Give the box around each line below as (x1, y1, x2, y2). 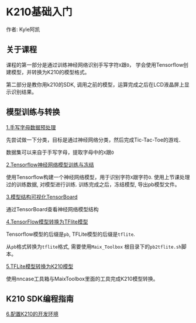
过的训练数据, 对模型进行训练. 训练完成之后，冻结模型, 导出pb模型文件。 (6, 181, 180, 188)
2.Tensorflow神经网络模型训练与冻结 (6, 161, 94, 168)
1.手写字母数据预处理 (6, 123, 56, 130)
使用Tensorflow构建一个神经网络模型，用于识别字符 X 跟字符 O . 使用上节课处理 (6, 173, 190, 180)
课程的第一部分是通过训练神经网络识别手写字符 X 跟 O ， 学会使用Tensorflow (6, 61, 184, 68)
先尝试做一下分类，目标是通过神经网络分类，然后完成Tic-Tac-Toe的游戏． (6, 136, 184, 143)
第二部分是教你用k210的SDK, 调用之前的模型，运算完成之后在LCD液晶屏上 (6, 81, 185, 88)
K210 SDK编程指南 (6, 294, 74, 304)
